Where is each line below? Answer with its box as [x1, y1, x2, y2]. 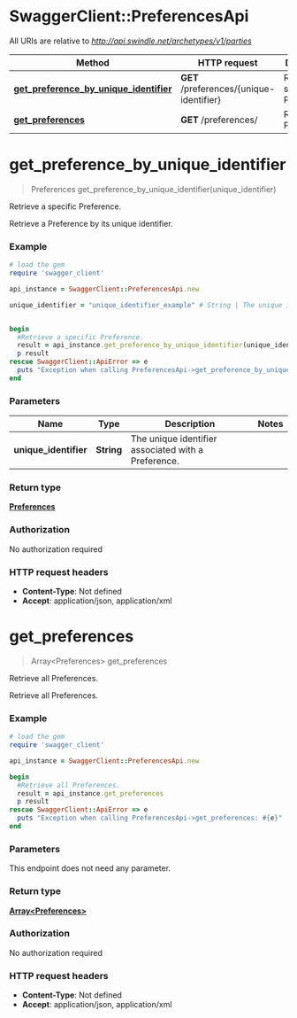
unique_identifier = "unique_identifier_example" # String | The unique [9, 300, 283, 309]
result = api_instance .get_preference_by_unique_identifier [17, 341, 243, 350]
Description [164, 418, 216, 431]
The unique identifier [131, 432, 217, 445]
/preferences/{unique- [180, 82, 276, 95]
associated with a [131, 444, 203, 456]
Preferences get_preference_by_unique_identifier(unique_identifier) [30, 183, 277, 194]
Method [75, 56, 110, 68]
